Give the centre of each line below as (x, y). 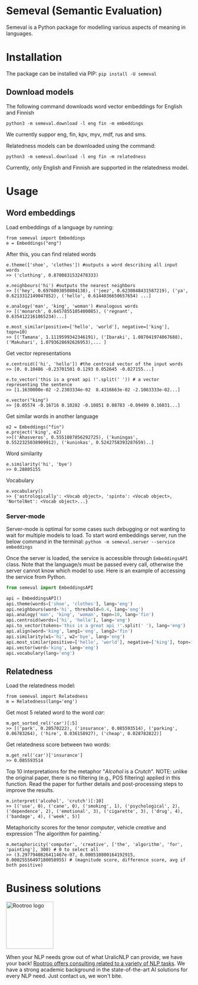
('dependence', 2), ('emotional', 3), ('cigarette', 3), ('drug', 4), (95, 812)
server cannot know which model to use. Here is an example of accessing (96, 571)
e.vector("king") (27, 400)
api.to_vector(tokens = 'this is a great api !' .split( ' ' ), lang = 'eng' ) (96, 626)
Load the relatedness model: (41, 686)
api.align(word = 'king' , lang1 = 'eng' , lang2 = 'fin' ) (70, 631)
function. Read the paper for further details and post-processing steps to (95, 784)
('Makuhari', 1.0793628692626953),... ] (57, 342)
